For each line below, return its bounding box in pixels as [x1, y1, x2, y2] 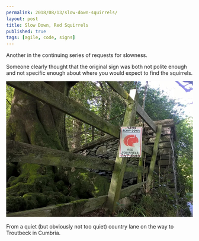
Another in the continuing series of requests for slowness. [6, 52, 148, 59]
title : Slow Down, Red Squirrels [6, 22, 89, 28]
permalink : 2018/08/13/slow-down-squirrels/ [6, 9, 118, 15]
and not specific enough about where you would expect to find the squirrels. [6, 69, 193, 77]
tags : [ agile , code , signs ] [6, 34, 76, 41]
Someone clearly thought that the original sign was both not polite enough [6, 63, 188, 71]
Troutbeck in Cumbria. [6, 229, 61, 237]
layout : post [6, 15, 38, 22]
